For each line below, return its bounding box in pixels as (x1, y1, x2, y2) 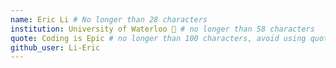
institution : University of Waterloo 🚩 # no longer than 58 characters (10, 24, 315, 34)
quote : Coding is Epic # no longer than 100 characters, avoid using (10, 33, 307, 43)
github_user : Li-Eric (10, 42, 101, 53)
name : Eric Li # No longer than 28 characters (10, 14, 208, 25)
